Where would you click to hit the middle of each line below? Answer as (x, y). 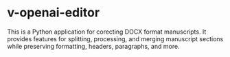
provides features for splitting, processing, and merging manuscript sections (115, 38)
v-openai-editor (54, 13)
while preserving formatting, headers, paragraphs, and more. (93, 46)
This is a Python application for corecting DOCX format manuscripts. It (107, 32)
